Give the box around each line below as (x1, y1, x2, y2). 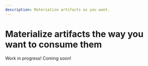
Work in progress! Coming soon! (5, 55, 72, 61)
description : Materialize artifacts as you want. (5, 7, 110, 12)
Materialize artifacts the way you (5, 28, 144, 39)
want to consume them (5, 39, 102, 50)
